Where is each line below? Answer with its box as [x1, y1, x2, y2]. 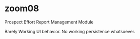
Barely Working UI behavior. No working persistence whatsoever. [4, 28, 136, 34]
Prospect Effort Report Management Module [4, 19, 94, 25]
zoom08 [4, 3, 40, 14]
